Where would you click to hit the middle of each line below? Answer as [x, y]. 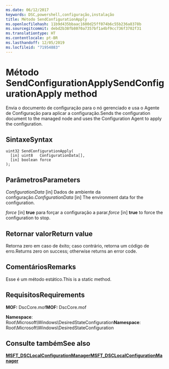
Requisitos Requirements [45, 295]
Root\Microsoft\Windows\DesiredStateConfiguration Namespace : [73, 322]
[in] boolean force [31, 160]
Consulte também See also [48, 344]
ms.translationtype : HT [31, 33]
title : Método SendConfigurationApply [46, 19]
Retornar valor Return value [49, 234]
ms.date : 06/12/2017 [27, 10]
